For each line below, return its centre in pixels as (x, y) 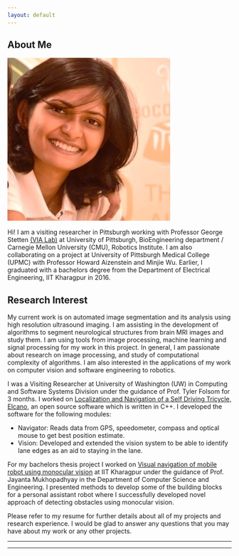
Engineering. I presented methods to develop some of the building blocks (115, 487)
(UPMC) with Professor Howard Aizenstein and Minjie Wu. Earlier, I (105, 263)
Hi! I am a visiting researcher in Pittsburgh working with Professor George (115, 232)
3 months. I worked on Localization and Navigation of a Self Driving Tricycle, (119, 399)
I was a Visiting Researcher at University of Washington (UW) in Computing (117, 384)
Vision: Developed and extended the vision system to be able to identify (123, 443)
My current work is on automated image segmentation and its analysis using (119, 318)
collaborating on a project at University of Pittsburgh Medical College (108, 255)
